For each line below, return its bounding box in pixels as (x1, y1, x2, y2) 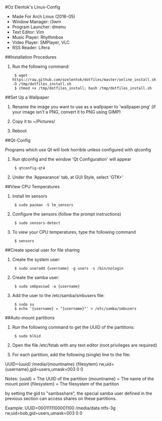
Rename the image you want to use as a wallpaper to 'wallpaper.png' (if (12, 104, 156, 109)
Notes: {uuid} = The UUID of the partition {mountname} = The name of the (5, 376, 154, 381)
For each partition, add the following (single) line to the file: (12, 352, 130, 358)
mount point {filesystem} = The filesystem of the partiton (5, 381, 119, 387)
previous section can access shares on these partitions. (5, 396, 117, 401)
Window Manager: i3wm (12, 19, 61, 24)
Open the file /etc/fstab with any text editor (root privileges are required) (12, 342, 157, 348)
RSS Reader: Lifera (12, 45, 50, 50)
